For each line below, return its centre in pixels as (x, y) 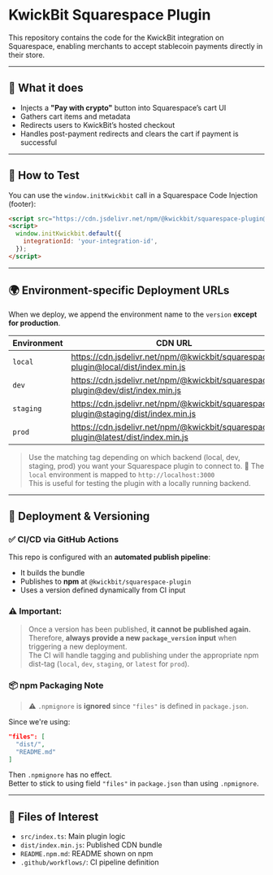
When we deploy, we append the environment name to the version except (133, 314)
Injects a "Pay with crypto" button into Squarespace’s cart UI (123, 107)
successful (39, 142)
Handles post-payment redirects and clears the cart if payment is (129, 133)
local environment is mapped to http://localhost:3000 (121, 475)
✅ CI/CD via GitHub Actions (64, 539)
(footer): (22, 203)
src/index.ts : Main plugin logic (73, 837)
